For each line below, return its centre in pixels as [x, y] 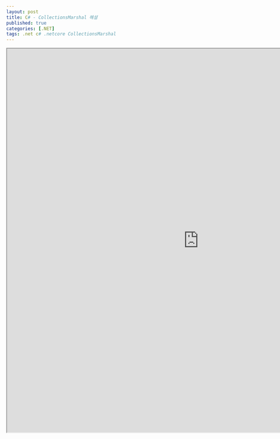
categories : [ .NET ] [31, 28]
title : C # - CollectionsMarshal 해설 [52, 17]
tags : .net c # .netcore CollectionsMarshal [61, 34]
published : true [26, 23]
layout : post [22, 12]
